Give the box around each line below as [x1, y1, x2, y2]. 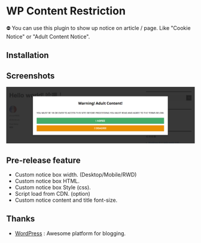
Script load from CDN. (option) [14, 190, 91, 198]
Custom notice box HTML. [14, 178, 80, 185]
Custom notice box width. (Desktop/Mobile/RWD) [14, 171, 137, 178]
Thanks [6, 214, 35, 224]
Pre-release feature [6, 155, 81, 165]
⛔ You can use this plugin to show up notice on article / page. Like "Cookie [6, 24, 191, 31]
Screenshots [6, 71, 55, 81]
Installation [6, 50, 49, 60]
